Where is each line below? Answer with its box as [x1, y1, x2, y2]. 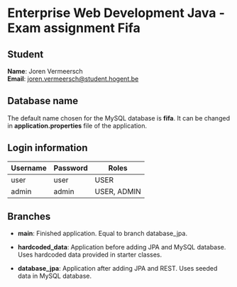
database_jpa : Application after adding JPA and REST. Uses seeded [17, 264, 218, 273]
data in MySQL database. [17, 271, 92, 281]
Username [11, 163, 48, 173]
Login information [7, 142, 88, 154]
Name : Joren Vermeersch [7, 67, 83, 75]
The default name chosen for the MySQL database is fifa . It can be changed [7, 113, 231, 122]
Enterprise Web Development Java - [7, 5, 226, 21]
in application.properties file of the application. [7, 121, 148, 130]
